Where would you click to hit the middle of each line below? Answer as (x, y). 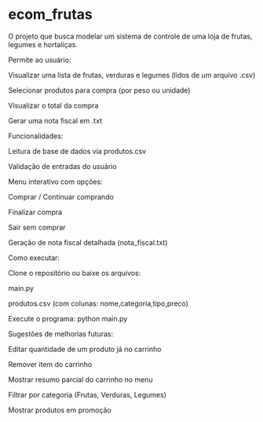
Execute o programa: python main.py (68, 318)
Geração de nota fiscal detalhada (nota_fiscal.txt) (88, 242)
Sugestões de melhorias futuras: (61, 334)
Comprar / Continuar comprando (61, 196)
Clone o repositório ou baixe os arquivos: (75, 273)
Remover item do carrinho (50, 364)
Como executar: (34, 258)
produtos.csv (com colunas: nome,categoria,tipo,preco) (98, 303)
